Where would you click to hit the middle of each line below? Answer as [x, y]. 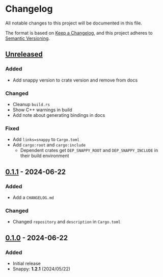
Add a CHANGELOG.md [33, 197]
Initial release [26, 263]
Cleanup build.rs [31, 104]
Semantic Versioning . [28, 38]
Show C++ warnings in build [42, 110]
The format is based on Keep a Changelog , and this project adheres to [79, 33]
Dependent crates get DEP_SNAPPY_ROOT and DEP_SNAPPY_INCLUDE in [89, 150]
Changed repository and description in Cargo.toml [66, 222]
